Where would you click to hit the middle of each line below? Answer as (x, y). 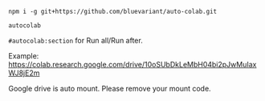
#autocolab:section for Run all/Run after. (75, 40)
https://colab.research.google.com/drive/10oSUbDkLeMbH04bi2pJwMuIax (132, 65)
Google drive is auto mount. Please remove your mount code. (110, 89)
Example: (24, 56)
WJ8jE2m (24, 73)
